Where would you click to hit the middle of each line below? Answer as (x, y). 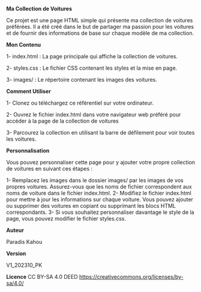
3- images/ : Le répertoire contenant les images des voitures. (82, 80)
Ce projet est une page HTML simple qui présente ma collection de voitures (100, 20)
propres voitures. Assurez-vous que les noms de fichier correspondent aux (99, 187)
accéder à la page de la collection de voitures (62, 121)
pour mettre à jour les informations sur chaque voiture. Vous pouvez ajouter (100, 199)
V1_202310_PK (24, 265)
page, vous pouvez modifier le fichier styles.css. (66, 218)
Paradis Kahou (24, 242)
